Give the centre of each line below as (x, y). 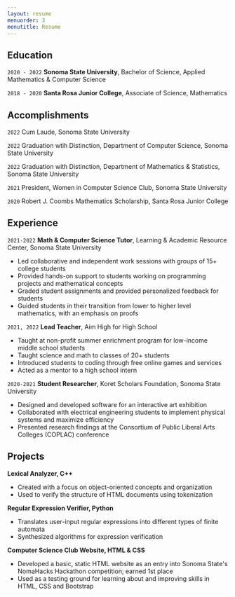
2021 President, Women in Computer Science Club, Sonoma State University (117, 187)
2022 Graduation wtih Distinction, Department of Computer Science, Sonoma (118, 145)
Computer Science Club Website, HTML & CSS (76, 550)
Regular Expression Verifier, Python (60, 508)
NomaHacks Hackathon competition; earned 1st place (95, 571)
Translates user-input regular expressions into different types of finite (118, 521)
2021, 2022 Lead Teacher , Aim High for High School (82, 327)
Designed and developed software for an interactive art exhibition (112, 404)
